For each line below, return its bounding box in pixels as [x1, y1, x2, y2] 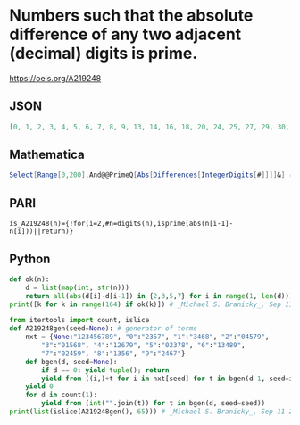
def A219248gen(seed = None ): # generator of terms [9, 324, 198, 333]
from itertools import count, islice [9, 316, 150, 325]
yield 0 [25, 382, 54, 391]
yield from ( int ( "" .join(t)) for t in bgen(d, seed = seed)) [41, 399, 266, 408]
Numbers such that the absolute [9, 5, 254, 26]
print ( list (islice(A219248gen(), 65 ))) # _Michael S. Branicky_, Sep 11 [9, 407, 286, 416]
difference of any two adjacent [9, 24, 242, 45]
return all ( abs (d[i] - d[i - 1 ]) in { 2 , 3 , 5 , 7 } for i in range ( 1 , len [25, 291, 274, 300]
